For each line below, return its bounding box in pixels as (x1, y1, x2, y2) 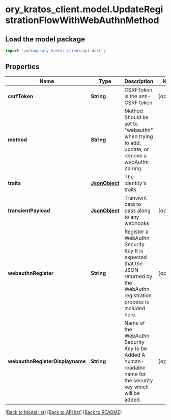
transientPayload (8, 207, 50, 214)
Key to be (124, 345, 147, 352)
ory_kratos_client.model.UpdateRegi (5, 4, 163, 15)
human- (124, 358, 145, 365)
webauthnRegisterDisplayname (8, 358, 86, 365)
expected (124, 253, 147, 261)
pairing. (124, 165, 142, 172)
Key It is (124, 247, 144, 254)
